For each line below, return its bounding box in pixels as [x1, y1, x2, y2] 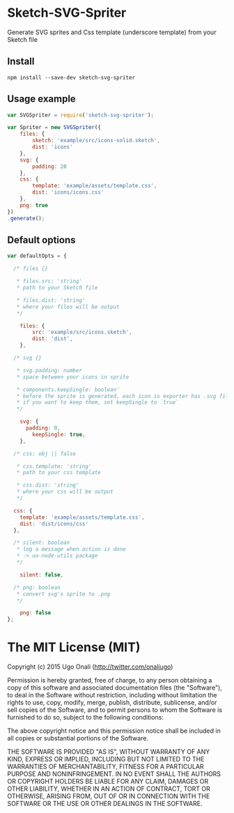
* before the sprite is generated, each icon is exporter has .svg [16, 393, 217, 400]
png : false [19, 609, 52, 616]
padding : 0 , [25, 425, 61, 432]
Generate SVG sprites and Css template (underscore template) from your [7, 28, 217, 36]
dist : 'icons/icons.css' [32, 189, 104, 196]
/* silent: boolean [13, 539, 70, 547]
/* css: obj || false [13, 450, 77, 457]
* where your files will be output [16, 303, 120, 310]
